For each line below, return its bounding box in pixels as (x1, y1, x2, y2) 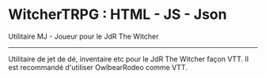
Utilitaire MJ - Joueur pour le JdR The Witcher (8, 32, 159, 41)
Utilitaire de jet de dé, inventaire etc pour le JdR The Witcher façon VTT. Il (8, 54, 249, 64)
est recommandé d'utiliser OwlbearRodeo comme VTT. (8, 62, 188, 72)
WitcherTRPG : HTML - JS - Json (8, 6, 227, 24)
